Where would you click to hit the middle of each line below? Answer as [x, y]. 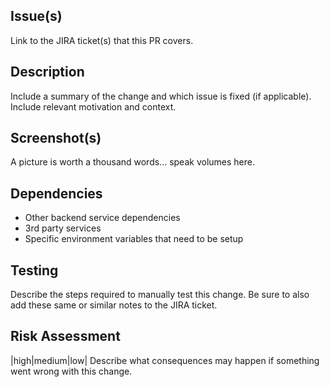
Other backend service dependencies [102, 218]
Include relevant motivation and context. [93, 106]
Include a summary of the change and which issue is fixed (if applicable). [161, 96]
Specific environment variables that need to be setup [134, 239]
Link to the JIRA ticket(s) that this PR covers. [102, 40]
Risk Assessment [65, 336]
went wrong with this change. [71, 371]
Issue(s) [36, 16]
